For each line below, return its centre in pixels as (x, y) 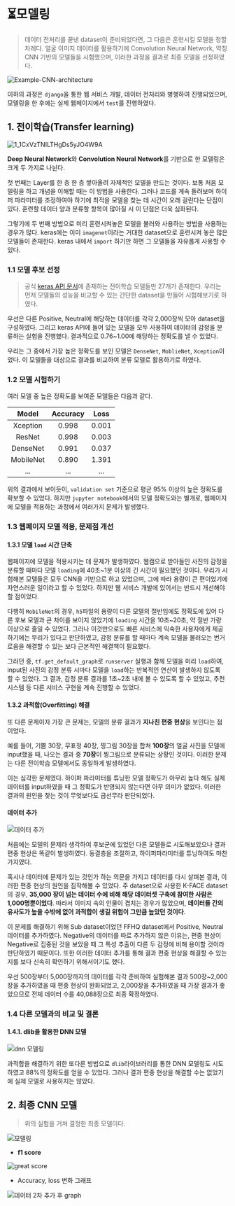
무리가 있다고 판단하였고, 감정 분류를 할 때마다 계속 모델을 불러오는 (122, 638)
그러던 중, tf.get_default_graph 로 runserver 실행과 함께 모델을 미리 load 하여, (115, 661)
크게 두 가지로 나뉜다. (36, 167)
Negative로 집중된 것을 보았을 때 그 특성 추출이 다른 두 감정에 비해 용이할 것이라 (116, 944)
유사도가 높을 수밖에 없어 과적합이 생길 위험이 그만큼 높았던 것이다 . (97, 911)
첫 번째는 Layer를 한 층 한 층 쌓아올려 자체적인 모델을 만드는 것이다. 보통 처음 (112, 182)
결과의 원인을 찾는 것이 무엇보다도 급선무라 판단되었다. (81, 795)
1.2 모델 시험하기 (34, 379)
